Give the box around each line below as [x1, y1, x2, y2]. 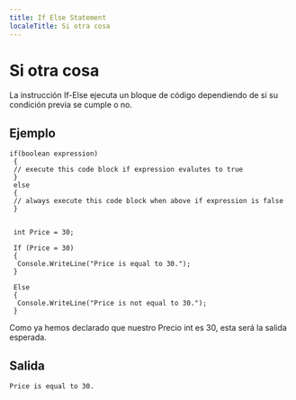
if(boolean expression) [9, 149, 99, 158]
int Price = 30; [13, 228, 75, 237]
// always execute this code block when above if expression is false [13, 197, 283, 206]
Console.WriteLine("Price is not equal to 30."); [17, 298, 207, 308]
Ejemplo [9, 125, 56, 140]
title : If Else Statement [9, 13, 106, 22]
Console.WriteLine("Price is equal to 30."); [17, 260, 192, 269]
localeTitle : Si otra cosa [9, 22, 111, 31]
